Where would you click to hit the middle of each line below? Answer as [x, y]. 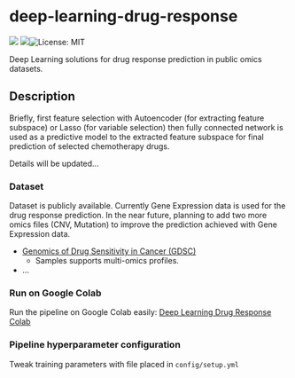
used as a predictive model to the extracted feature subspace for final [136, 137]
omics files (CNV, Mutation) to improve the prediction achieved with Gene [143, 224]
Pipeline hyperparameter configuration [95, 345]
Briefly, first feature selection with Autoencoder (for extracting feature [137, 118]
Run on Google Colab [55, 293]
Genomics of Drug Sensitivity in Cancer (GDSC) [109, 251]
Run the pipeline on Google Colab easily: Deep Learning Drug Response [140, 312]
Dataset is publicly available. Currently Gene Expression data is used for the [147, 206]
